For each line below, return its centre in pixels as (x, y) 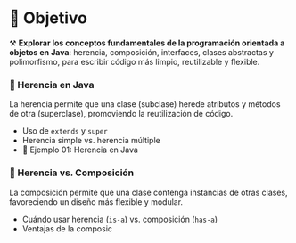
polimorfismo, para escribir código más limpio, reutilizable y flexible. (135, 61)
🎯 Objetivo (48, 18)
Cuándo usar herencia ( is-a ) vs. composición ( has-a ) (120, 219)
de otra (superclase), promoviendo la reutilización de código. (121, 114)
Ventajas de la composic (67, 228)
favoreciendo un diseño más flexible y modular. (96, 202)
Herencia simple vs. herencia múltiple (91, 141)
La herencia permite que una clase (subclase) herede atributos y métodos (145, 104)
